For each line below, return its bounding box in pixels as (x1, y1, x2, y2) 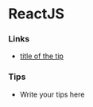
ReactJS (8, 5, 65, 23)
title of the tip (19, 51, 64, 61)
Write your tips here (19, 89, 85, 99)
